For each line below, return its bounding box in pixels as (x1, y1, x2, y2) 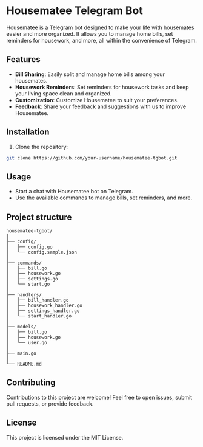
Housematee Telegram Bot (6, 4, 144, 18)
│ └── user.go (6, 340, 47, 346)
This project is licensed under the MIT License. (6, 434, 124, 441)
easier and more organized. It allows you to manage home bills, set (6, 30, 173, 37)
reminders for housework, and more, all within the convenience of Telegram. (6, 36, 197, 44)
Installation (6, 127, 50, 137)
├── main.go (6, 350, 36, 356)
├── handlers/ (6, 292, 42, 298)
